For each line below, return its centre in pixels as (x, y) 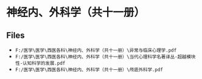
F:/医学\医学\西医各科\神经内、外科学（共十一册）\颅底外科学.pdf (89, 70)
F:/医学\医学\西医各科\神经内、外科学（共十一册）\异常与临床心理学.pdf (96, 50)
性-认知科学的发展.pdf (40, 63)
